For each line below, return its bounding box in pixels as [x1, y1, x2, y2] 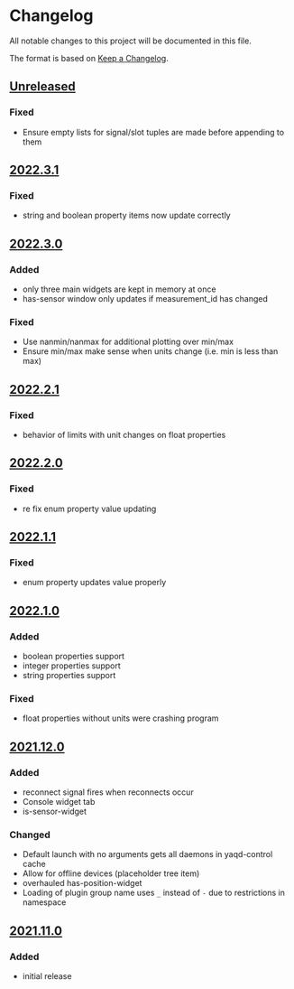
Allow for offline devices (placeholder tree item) [22, 868, 200, 879]
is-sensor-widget [22, 806, 87, 817]
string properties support [22, 670, 116, 681]
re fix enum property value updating [22, 503, 157, 514]
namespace [22, 897, 67, 908]
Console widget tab [22, 797, 96, 807]
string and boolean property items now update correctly [22, 210, 232, 221]
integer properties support [22, 660, 121, 671]
